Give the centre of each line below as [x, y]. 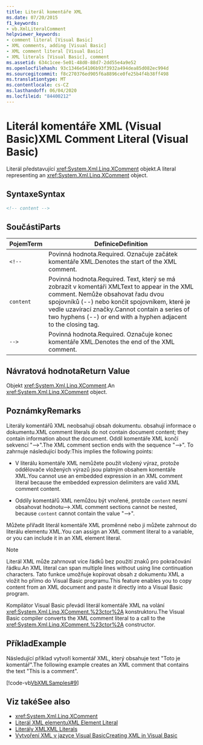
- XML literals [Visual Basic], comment [58, 57]
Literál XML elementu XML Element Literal [66, 723]
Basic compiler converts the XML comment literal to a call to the [86, 618]
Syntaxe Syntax [36, 194]
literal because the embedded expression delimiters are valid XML [97, 482]
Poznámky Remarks [44, 411]
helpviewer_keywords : [34, 34]
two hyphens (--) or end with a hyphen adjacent [118, 317]
